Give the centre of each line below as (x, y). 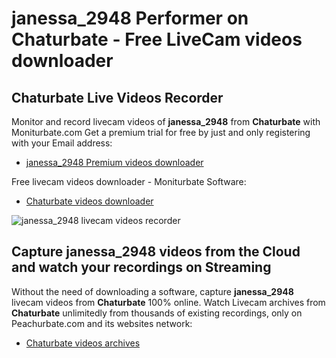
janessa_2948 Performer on (130, 18)
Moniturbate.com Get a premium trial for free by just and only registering (161, 132)
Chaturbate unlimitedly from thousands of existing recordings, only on (157, 313)
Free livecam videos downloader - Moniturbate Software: (129, 181)
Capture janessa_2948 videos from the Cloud (156, 252)
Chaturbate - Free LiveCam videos (157, 39)
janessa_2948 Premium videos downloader (114, 162)
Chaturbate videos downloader (89, 201)
